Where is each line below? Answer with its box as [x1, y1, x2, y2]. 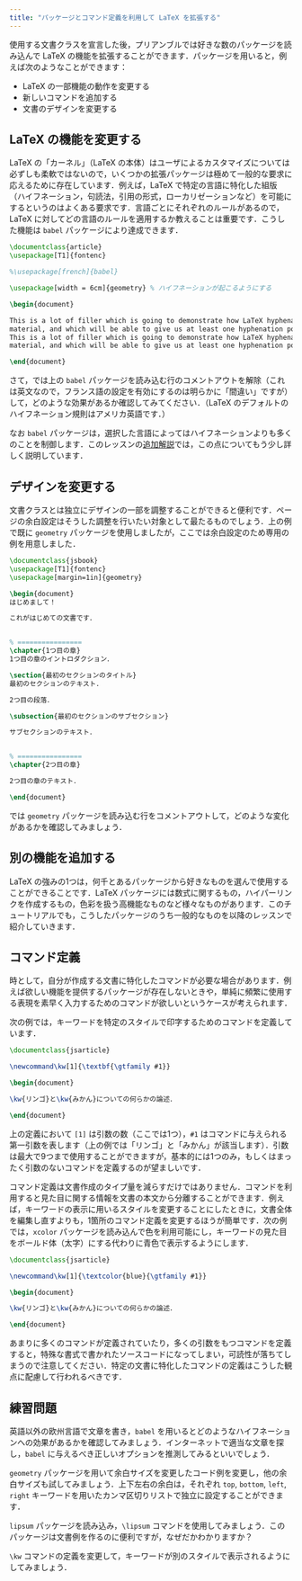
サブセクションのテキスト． [9, 728, 97, 737]
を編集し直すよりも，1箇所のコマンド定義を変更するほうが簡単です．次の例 [9, 1215, 288, 1226]
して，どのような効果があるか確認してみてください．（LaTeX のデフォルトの [9, 397, 289, 408]
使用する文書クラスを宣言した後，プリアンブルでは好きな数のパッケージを [9, 39, 285, 49]
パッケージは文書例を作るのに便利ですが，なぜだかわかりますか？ [9, 1531, 253, 1542]
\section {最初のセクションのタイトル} [9, 671, 138, 680]
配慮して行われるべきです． [24, 1371, 128, 1382]
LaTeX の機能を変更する [9, 132, 142, 147]
